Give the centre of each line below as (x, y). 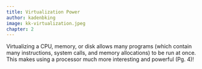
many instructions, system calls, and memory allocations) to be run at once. (101, 53)
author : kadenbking (31, 18)
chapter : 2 (20, 29)
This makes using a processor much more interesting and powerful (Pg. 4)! (100, 59)
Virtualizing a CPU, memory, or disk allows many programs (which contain (99, 46)
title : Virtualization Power (43, 12)
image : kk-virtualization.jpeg (46, 23)
